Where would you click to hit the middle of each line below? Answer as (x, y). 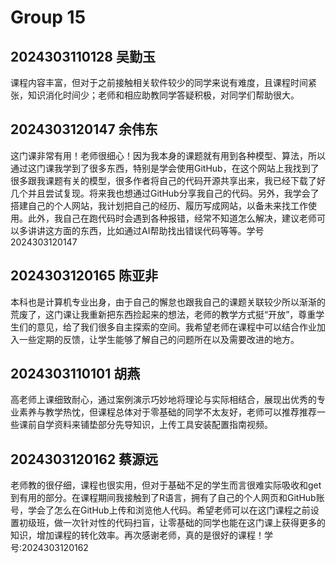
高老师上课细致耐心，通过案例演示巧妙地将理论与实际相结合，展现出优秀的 (163, 400)
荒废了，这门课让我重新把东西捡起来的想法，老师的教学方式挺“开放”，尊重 (163, 314)
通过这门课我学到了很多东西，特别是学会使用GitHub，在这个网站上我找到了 (165, 168)
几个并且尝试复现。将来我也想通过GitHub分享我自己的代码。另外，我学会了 (165, 193)
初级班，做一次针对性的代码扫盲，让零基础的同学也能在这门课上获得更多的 (172, 523)
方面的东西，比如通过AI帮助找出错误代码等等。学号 (159, 230)
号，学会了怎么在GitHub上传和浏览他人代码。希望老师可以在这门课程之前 (160, 510)
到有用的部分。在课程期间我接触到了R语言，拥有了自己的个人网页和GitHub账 (167, 498)
